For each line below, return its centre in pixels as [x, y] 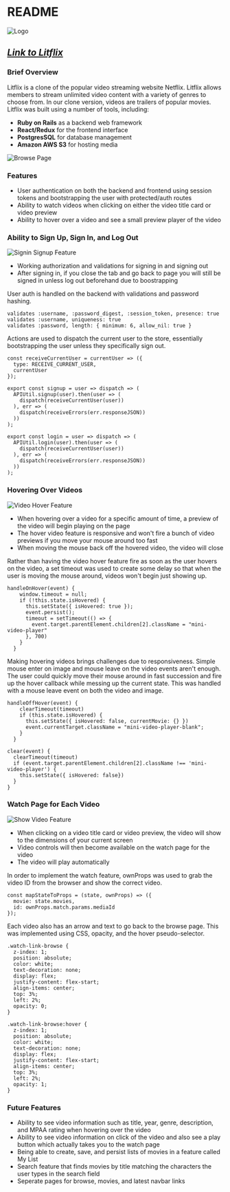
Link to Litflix [35, 53]
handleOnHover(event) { [41, 588]
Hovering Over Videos [45, 490]
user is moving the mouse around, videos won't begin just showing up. [107, 576]
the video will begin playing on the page [73, 525]
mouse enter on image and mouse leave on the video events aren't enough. [114, 669]
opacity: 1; [31, 1084]
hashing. [20, 301]
